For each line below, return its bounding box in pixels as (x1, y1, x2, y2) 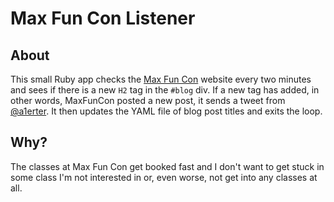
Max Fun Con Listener (10, 7, 196, 30)
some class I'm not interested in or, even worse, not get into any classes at (10, 171, 318, 183)
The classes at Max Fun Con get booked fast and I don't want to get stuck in (10, 160, 325, 172)
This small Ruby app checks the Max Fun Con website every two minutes (10, 73, 312, 85)
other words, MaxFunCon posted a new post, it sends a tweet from (10, 95, 286, 106)
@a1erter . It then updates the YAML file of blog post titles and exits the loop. (10, 105, 323, 117)
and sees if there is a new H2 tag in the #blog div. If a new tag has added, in (10, 84, 320, 96)
